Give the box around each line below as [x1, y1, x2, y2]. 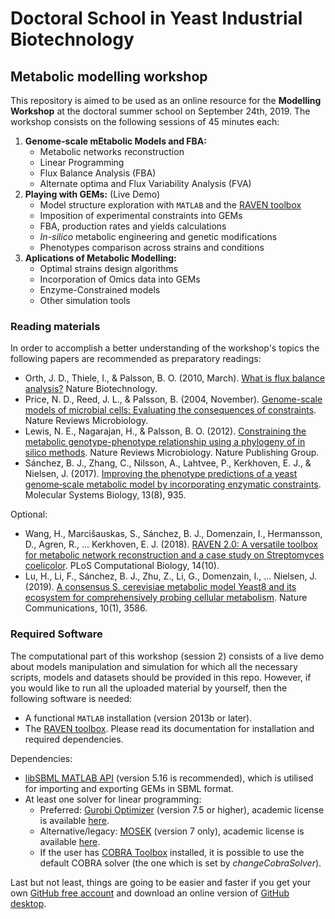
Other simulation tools [39, 295, 131, 306]
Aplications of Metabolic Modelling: [24, 252, 177, 264]
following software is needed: [10, 692, 133, 704]
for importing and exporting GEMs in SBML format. [24, 782, 234, 794]
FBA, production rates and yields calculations [39, 220, 227, 232]
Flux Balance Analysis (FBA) [39, 167, 157, 179]
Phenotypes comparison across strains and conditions [39, 242, 265, 253]
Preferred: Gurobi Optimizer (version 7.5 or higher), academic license [39, 803, 325, 816]
